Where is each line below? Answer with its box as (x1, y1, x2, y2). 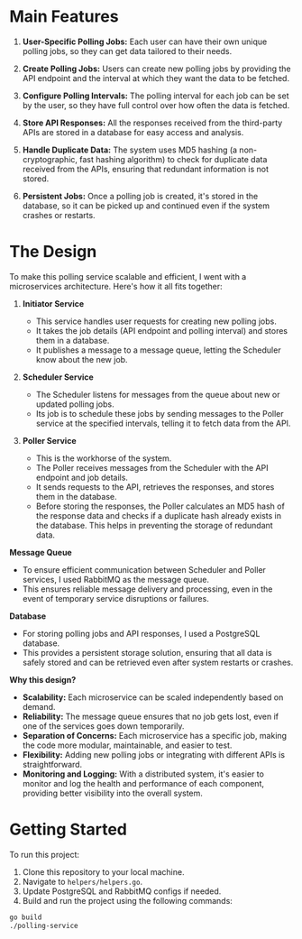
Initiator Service (22, 298, 85, 308)
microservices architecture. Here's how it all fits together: (9, 281, 223, 291)
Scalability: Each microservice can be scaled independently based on (22, 692, 284, 703)
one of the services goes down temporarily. (22, 720, 185, 732)
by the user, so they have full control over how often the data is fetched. (22, 99, 290, 110)
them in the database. (35, 491, 117, 502)
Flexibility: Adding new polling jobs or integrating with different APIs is (22, 749, 286, 759)
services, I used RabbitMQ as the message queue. (22, 574, 210, 585)
